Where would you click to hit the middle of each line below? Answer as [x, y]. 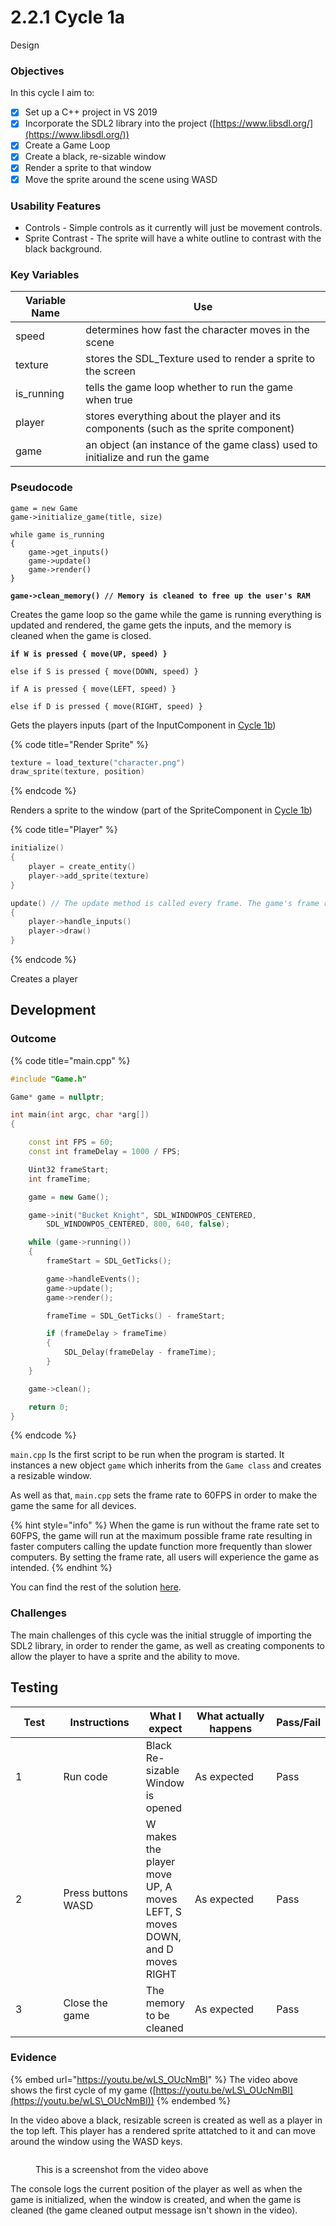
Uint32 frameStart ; [69, 1169]
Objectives [37, 71]
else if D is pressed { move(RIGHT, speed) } [106, 706]
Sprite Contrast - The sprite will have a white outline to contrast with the [173, 238]
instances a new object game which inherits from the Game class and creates [166, 1465]
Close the [85, 2003]
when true [109, 400]
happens [231, 1728]
